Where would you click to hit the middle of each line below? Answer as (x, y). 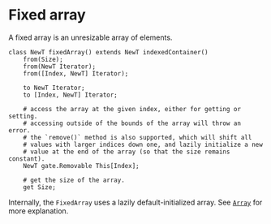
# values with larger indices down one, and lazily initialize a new (143, 144)
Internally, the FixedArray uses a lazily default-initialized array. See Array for (135, 202)
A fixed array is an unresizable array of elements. (90, 37)
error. (19, 130)
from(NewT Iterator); (59, 67)
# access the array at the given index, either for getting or (132, 109)
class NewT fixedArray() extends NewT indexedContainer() (108, 52)
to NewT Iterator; (54, 88)
